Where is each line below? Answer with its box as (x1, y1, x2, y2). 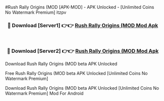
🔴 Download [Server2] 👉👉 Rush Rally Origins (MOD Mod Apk (6, 48, 159, 55)
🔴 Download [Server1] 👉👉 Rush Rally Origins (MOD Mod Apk (7, 22, 159, 29)
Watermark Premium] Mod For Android (5, 90, 84, 96)
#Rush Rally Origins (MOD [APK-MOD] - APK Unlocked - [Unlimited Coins (5, 4, 154, 10)
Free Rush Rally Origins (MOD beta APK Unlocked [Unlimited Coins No (5, 70, 148, 76)
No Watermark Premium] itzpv (5, 9, 66, 15)
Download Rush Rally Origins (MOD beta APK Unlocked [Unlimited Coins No (5, 85, 159, 91)
